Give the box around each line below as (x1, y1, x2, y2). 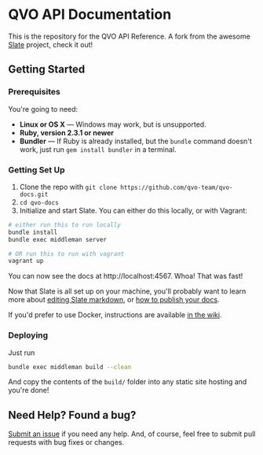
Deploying (8, 330, 49, 341)
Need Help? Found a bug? (8, 408, 137, 422)
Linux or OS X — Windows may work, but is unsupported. (19, 120, 206, 129)
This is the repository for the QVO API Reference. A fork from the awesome (8, 31, 251, 41)
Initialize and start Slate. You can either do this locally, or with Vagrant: (19, 205, 247, 215)
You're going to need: (8, 104, 79, 113)
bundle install (8, 228, 58, 236)
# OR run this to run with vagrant (8, 250, 125, 257)
